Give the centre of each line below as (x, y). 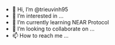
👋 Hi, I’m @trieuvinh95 (40, 9)
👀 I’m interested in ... (38, 16)
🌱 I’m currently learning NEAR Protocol (61, 22)
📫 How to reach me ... (40, 36)
